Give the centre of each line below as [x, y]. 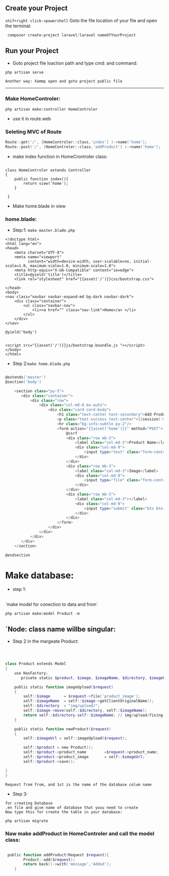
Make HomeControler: [33, 99]
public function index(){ [41, 179]
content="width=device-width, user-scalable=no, [79, 262]
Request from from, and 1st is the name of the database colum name [78, 785]
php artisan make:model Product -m [43, 614]
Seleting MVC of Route [33, 132]
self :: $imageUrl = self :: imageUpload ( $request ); [75, 738]
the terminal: [18, 26]
